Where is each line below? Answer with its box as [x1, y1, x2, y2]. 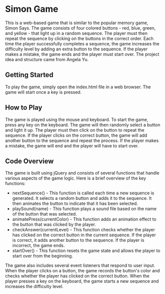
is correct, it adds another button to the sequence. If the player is [12, 237, 144, 243]
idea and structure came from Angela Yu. [5, 56, 89, 62]
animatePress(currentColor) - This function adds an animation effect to [12, 216, 157, 222]
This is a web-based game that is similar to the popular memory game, [5, 20, 149, 26]
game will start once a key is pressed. [5, 89, 82, 95]
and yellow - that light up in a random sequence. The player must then [5, 30, 148, 36]
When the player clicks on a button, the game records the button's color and [5, 268, 160, 274]
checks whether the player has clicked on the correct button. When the [5, 273, 150, 279]
